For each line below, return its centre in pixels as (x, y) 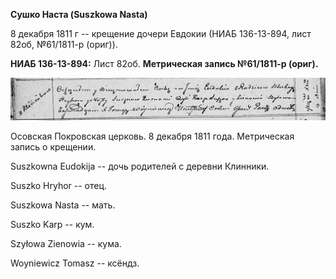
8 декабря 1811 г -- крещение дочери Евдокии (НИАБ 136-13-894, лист (161, 33)
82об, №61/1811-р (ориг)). (64, 44)
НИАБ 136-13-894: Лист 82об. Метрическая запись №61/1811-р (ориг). (164, 63)
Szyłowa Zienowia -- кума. (66, 244)
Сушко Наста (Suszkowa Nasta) (79, 14)
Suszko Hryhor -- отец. (59, 186)
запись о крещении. (53, 147)
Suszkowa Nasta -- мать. (63, 205)
